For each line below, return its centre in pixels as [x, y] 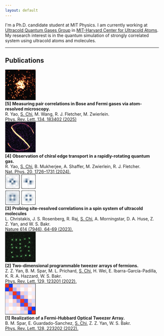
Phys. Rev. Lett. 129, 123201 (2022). [41, 281]
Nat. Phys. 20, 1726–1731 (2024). [38, 172]
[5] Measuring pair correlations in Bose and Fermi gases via [67, 104]
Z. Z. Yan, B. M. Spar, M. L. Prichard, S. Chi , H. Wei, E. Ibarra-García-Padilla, [81, 271]
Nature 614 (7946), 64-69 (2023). [39, 229]
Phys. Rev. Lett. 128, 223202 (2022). [42, 329]
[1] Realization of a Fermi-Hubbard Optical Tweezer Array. [65, 318]
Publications [25, 60]
